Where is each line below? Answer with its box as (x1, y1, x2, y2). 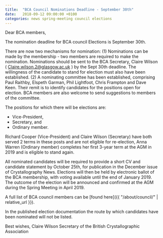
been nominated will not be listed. (5, 214, 73, 220)
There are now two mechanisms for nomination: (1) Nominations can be (5, 48, 148, 54)
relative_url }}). (5, 199, 35, 205)
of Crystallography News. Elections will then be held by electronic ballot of (5, 169, 155, 175)
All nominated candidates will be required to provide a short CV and (5, 159, 141, 165)
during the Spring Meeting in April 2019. (5, 185, 85, 191)
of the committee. (5, 95, 41, 101)
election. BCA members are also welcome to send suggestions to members (5, 90, 156, 96)
